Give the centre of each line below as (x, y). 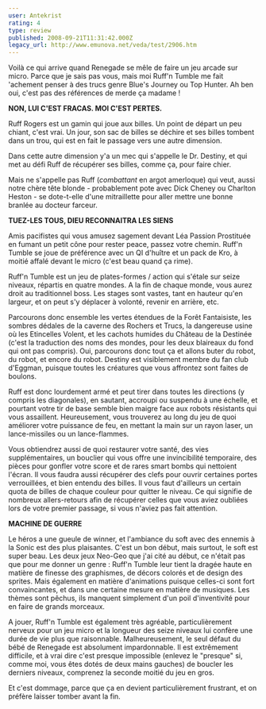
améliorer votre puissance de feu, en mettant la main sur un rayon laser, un (131, 426)
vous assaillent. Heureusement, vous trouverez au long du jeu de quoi (122, 417)
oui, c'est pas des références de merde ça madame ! (94, 93)
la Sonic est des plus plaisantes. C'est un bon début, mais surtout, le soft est (133, 548)
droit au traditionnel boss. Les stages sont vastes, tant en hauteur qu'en (126, 294)
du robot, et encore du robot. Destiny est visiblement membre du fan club (128, 360)
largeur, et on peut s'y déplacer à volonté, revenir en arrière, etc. (114, 302)
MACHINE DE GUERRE (45, 524)
